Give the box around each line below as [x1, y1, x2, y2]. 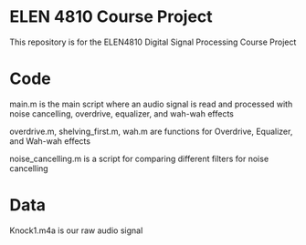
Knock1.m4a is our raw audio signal [9, 225, 143, 236]
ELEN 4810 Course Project [9, 6, 213, 27]
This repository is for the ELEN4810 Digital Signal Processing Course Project [9, 36, 297, 47]
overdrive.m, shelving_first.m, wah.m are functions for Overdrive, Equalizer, [9, 126, 293, 137]
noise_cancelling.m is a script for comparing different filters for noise [9, 153, 269, 164]
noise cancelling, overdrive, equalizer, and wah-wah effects [9, 107, 235, 119]
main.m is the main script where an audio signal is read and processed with [9, 98, 293, 109]
